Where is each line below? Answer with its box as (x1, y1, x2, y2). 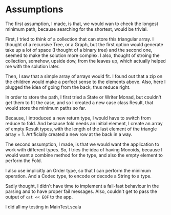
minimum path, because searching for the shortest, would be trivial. (5, 26, 148, 32)
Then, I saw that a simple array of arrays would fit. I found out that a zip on (5, 73, 163, 79)
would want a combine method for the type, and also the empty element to (5, 152, 163, 158)
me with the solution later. (5, 63, 60, 69)
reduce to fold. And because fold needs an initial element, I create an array (5, 120, 163, 126)
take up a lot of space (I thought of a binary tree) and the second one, (5, 47, 153, 53)
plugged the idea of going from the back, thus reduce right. (5, 84, 131, 90)
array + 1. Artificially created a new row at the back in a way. (5, 131, 133, 137)
